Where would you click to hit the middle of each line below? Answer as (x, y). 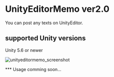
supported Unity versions (45, 38)
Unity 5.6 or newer (24, 50)
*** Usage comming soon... (33, 69)
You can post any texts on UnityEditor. (44, 23)
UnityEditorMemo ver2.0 (57, 9)
